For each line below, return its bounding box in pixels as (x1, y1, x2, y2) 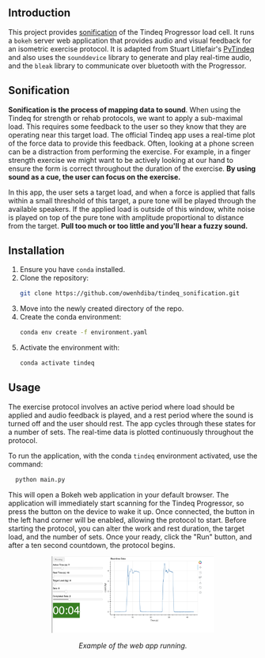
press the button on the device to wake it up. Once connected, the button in (8, 506, 256, 516)
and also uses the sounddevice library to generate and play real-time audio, (8, 52, 252, 62)
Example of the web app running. (78, 641, 187, 651)
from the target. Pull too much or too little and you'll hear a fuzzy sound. (8, 221, 248, 230)
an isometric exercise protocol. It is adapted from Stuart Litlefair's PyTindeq (8, 43, 255, 54)
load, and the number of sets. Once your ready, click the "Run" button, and (8, 531, 252, 541)
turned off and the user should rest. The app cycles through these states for (8, 418, 256, 428)
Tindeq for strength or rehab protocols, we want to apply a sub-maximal (8, 113, 244, 123)
